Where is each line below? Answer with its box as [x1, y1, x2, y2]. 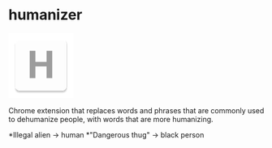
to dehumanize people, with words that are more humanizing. [8, 114, 214, 124]
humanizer [8, 6, 83, 24]
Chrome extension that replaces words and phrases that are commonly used [8, 105, 265, 115]
